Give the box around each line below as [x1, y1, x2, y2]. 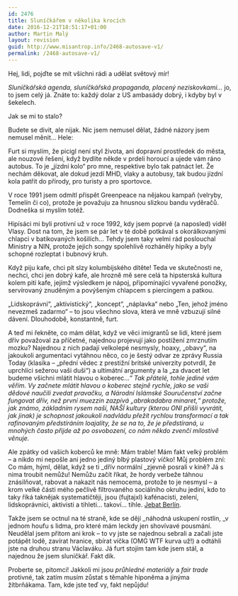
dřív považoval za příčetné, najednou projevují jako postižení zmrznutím [8, 336, 217, 344]
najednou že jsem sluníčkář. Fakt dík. [8, 551, 116, 560]
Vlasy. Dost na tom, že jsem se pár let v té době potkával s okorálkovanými [8, 227, 226, 235]
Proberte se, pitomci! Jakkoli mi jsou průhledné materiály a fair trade [8, 565, 208, 574]
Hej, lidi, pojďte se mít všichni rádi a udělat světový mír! [8, 69, 169, 78]
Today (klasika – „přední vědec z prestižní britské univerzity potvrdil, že [8, 359, 217, 367]
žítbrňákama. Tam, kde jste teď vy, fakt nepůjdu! [8, 580, 149, 589]
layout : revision [8, 37, 59, 44]
